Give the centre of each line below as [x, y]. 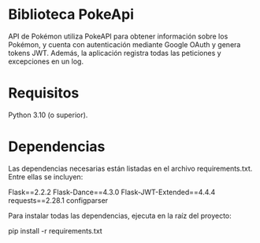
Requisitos [44, 93]
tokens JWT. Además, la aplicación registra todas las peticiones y [115, 53]
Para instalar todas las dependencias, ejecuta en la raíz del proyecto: [120, 215]
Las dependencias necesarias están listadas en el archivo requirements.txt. [130, 168]
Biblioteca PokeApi [71, 15]
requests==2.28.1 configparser [58, 200]
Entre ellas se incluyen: [46, 177]
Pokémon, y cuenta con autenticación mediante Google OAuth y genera [124, 44]
